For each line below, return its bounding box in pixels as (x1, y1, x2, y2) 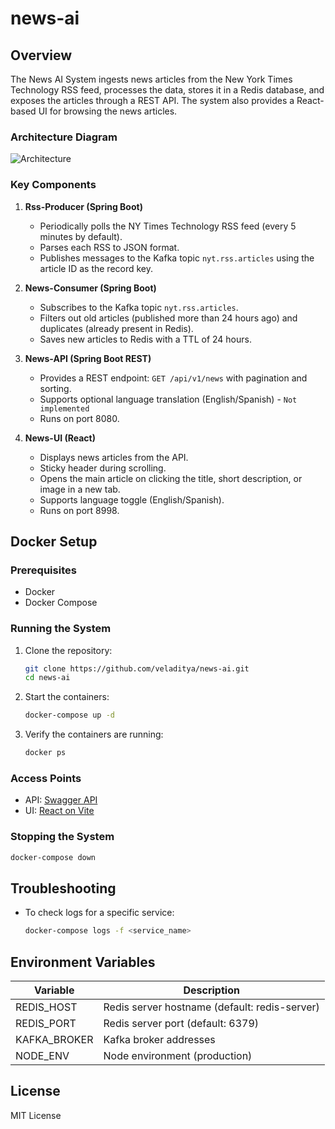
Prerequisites (10, 563, 77, 577)
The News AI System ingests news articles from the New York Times (10, 73, 293, 85)
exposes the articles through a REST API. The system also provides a (10, 95, 295, 106)
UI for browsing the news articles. (38, 105, 178, 117)
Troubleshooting (10, 880, 117, 897)
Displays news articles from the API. (39, 451, 189, 463)
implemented (39, 403, 90, 414)
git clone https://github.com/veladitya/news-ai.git (24, 663, 250, 674)
